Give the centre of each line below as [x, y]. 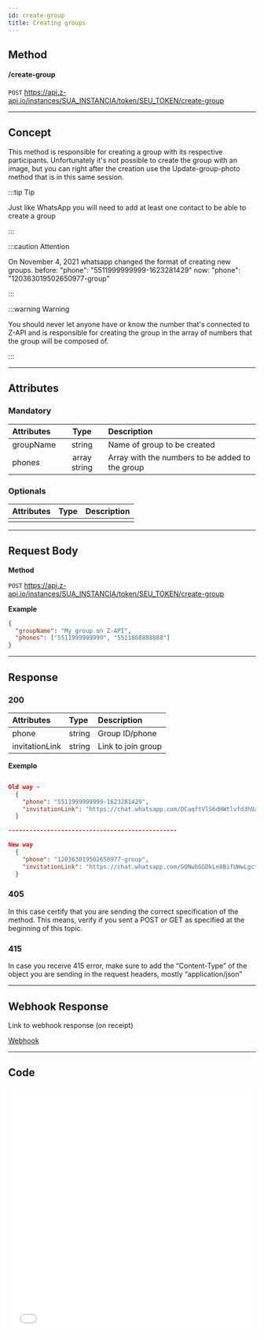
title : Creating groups [47, 23]
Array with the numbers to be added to [180, 457]
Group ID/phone [127, 733]
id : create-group [37, 15]
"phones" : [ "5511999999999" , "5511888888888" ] [93, 638]
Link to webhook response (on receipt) [71, 1025]
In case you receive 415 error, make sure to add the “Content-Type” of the [128, 966]
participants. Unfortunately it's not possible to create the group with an [123, 160]
